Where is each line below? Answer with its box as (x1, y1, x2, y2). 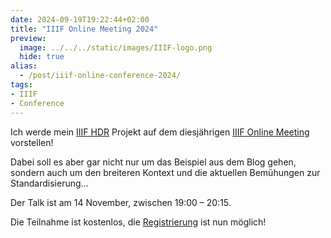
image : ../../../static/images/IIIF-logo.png (19, 42, 213, 53)
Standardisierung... (10, 177, 89, 189)
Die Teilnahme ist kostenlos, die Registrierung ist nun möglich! (10, 216, 267, 228)
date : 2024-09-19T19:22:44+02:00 (10, 14, 150, 25)
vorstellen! (10, 136, 54, 148)
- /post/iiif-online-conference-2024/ (19, 71, 182, 81)
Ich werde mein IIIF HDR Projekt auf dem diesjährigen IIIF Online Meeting (10, 126, 310, 138)
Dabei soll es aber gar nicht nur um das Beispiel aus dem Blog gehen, (10, 156, 297, 168)
